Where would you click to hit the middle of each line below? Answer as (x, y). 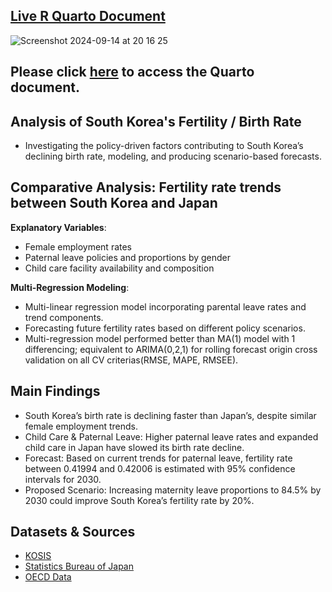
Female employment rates (78, 246)
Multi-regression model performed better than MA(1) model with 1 (160, 338)
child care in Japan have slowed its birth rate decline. (134, 447)
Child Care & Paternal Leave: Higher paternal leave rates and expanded (171, 436)
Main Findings (55, 391)
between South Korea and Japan (114, 203)
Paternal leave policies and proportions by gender (128, 257)
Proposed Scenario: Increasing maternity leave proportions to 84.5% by (173, 490)
